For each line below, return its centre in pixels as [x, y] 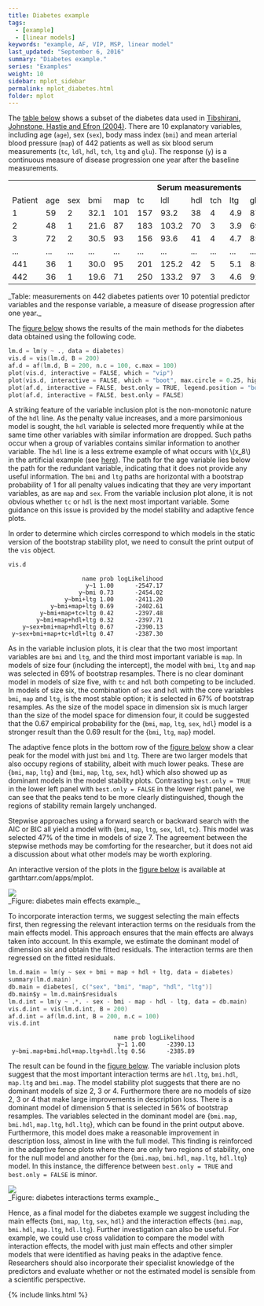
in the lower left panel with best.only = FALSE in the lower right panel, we [126, 789]
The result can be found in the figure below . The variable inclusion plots [124, 1066]
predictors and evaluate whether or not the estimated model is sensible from [132, 1271]
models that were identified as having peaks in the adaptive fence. [115, 1255]
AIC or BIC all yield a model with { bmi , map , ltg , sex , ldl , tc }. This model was [131, 829]
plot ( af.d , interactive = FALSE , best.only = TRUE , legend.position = [126, 387]
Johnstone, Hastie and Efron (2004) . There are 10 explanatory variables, [125, 127]
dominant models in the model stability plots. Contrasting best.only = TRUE [130, 781]
